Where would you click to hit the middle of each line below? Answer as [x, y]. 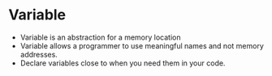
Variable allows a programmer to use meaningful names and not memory [142, 45]
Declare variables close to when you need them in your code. [123, 63]
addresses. [39, 54]
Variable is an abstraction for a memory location [100, 37]
